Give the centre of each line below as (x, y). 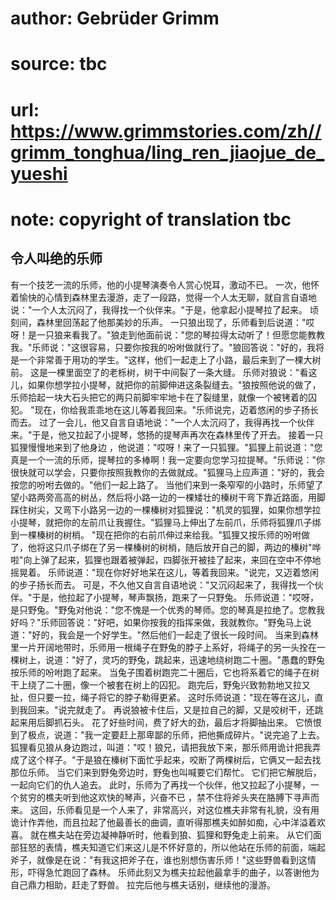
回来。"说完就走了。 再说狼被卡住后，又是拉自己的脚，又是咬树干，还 (171, 709)
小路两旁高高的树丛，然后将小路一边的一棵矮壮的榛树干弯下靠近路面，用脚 (172, 497)
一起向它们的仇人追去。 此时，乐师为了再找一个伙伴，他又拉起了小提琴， (160, 784)
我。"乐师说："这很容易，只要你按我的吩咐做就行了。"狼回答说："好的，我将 (167, 347)
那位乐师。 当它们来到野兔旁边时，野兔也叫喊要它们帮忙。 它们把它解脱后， (166, 772)
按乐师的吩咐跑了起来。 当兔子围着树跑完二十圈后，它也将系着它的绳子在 (160, 672)
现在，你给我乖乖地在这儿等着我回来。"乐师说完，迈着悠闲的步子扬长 (176, 409)
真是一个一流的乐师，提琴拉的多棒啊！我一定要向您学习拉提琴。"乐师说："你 (168, 459)
